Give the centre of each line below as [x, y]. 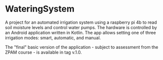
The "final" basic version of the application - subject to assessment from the [82, 47]
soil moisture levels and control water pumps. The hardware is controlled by [81, 27]
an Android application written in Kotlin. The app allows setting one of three [81, 32]
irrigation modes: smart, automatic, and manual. [53, 38]
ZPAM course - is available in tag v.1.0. [44, 52]
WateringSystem [40, 9]
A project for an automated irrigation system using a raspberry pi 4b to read [81, 22]
